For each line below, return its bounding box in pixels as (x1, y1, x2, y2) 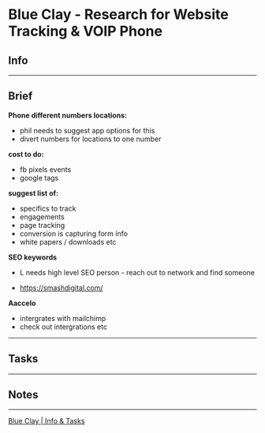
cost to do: (8, 149, 45, 159)
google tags (19, 173, 59, 182)
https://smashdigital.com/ (19, 282, 104, 293)
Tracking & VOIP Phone (8, 22, 163, 40)
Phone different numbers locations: (8, 110, 128, 120)
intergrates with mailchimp (19, 313, 106, 323)
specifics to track (19, 203, 77, 213)
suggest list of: (8, 188, 59, 198)
